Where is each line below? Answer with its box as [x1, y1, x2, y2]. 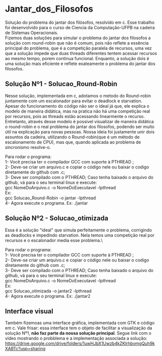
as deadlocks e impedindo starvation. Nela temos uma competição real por [5, 232, 155, 238]
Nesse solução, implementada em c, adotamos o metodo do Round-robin [5, 93, 151, 98]
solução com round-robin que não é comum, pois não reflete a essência [5, 40, 149, 46]
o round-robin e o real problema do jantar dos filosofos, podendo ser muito [5, 124, 155, 129]
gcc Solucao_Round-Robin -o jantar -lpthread [5, 195, 96, 201]
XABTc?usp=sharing [5, 346, 46, 352]
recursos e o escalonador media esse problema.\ [5, 237, 103, 243]
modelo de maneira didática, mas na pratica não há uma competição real [5, 108, 150, 114]
